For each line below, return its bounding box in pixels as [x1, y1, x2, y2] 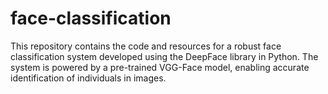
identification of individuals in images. [10, 72, 167, 84]
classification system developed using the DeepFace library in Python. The [10, 50, 319, 62]
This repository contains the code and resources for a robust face [10, 40, 282, 52]
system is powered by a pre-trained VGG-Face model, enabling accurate [10, 61, 310, 73]
